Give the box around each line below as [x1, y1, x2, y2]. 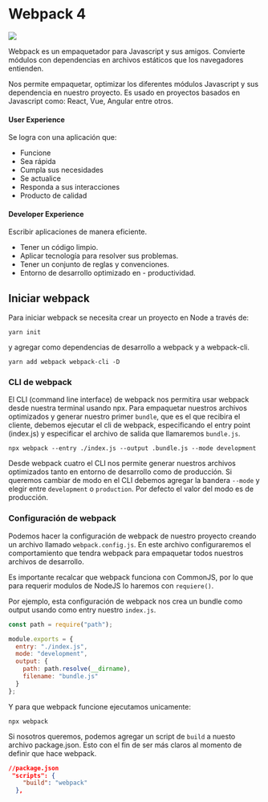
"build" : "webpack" [22, 779, 88, 788]
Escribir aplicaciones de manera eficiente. [8, 227, 148, 237]
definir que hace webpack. [8, 748, 97, 758]
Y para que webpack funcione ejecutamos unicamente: [8, 702, 191, 711]
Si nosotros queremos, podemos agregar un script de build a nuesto [8, 731, 236, 741]
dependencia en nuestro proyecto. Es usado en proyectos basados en [8, 88, 241, 97]
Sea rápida [19, 157, 56, 166]
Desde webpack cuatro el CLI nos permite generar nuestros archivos [8, 459, 237, 469]
